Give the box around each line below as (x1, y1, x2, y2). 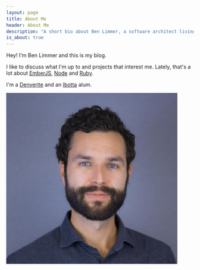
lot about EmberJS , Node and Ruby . (6, 70, 93, 77)
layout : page (6, 10, 39, 15)
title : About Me (6, 15, 46, 22)
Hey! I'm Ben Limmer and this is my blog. (6, 52, 107, 59)
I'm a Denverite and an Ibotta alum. (6, 81, 92, 89)
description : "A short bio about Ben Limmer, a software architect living (6, 29, 196, 34)
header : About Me (6, 22, 49, 28)
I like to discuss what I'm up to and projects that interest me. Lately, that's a (6, 63, 191, 71)
